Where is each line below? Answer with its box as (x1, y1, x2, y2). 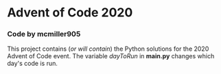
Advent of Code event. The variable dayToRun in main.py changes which (7, 52, 215, 60)
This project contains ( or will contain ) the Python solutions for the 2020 (7, 45, 209, 53)
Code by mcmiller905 (7, 29, 81, 39)
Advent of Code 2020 (7, 5, 133, 21)
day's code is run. (7, 60, 58, 68)
